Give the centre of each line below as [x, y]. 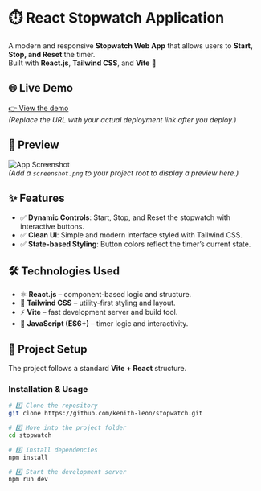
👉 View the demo [39, 108]
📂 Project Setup [48, 349]
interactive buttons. [52, 227]
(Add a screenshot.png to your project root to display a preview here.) [124, 173]
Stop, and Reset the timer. [52, 54]
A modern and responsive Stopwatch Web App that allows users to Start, [130, 45]
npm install [28, 457]
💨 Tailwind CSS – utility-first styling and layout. [98, 303]
